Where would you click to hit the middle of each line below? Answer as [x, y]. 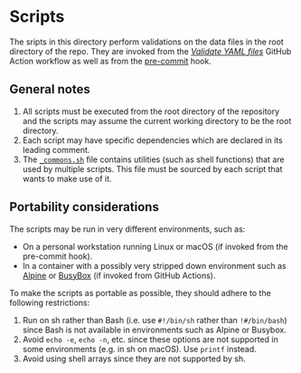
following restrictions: [50, 302]
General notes [50, 89]
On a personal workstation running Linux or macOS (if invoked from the [155, 246]
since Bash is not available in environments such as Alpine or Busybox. [154, 330]
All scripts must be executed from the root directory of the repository [151, 111]
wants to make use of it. [67, 178]
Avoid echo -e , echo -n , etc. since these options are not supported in [150, 339]
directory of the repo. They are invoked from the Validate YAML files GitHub [150, 51]
